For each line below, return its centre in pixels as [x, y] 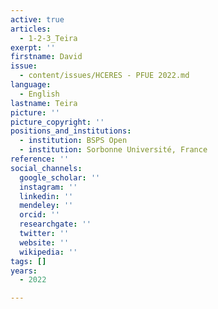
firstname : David [46, 57]
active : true [37, 19]
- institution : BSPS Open [73, 141]
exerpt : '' [33, 47]
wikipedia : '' [48, 252]
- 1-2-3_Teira [48, 38]
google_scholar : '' [60, 177]
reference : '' [40, 159]
